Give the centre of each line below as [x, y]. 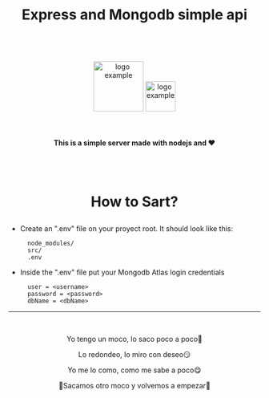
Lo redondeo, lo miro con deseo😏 [134, 354]
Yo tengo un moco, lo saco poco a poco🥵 [134, 339]
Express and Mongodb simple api [134, 15]
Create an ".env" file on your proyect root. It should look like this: [126, 228]
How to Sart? [134, 201]
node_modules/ [51, 243]
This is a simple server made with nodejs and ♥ [134, 143]
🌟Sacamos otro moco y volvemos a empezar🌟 [134, 385]
